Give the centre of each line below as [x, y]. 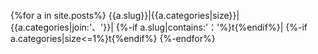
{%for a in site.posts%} [58, 15]
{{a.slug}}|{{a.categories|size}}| [174, 15]
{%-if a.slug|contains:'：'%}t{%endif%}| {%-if [211, 27]
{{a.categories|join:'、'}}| [62, 27]
